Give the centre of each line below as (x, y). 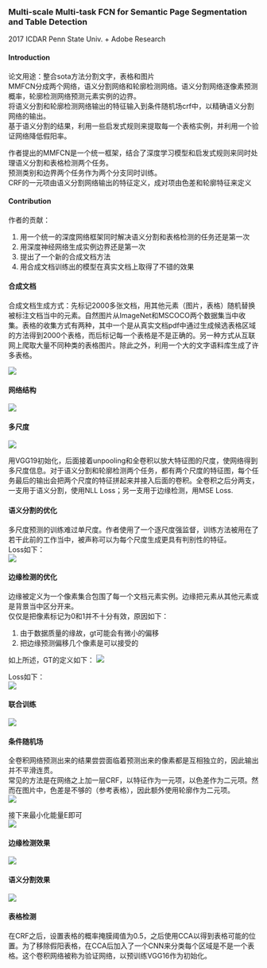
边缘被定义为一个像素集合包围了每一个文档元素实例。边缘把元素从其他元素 (130, 596)
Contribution (30, 201)
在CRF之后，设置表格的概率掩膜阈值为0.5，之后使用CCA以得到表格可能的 (128, 935)
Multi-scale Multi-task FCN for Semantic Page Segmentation (128, 12)
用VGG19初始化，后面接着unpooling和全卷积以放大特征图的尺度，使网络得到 (133, 461)
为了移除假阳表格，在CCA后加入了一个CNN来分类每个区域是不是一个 (135, 946)
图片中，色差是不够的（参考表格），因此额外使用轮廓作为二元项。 (128, 791)
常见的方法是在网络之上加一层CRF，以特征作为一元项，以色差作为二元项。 (130, 780)
